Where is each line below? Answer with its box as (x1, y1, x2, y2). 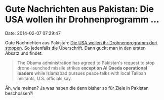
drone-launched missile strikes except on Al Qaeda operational (17, 65, 147, 71)
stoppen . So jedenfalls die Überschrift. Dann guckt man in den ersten (5, 45, 146, 51)
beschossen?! (5, 90, 34, 96)
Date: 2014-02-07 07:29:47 (5, 30, 61, 36)
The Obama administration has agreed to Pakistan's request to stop (17, 60, 155, 66)
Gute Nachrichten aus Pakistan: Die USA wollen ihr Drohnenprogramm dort (5, 39, 158, 45)
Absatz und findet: (5, 50, 43, 56)
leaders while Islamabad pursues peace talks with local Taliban (17, 70, 147, 76)
